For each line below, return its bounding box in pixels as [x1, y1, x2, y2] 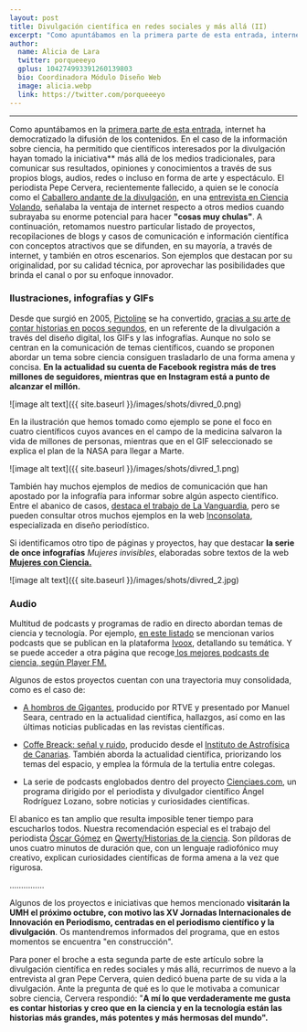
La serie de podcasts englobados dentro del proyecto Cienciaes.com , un [22, 776, 297, 787]
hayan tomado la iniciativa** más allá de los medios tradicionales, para [9, 153, 276, 164]
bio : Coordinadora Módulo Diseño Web [17, 73, 162, 82]
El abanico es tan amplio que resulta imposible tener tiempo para [9, 814, 254, 825]
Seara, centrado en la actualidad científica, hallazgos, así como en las [22, 712, 286, 723]
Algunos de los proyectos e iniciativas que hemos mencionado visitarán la [9, 898, 291, 909]
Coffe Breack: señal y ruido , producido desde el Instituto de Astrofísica [22, 739, 291, 750]
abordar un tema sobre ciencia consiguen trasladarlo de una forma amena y [9, 351, 295, 362]
